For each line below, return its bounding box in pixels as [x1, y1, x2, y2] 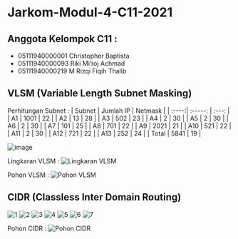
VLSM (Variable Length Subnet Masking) [7, 87, 192, 100]
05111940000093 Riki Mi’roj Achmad [17, 59, 125, 68]
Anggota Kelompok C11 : [7, 33, 118, 45]
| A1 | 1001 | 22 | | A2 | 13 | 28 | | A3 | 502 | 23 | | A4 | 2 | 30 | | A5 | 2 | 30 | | [7, 113, 229, 122]
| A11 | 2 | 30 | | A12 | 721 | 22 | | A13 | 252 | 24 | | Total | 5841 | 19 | [7, 129, 202, 138]
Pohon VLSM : [7, 171, 50, 179]
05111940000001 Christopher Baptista [17, 51, 130, 60]
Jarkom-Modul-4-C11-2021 [7, 4, 173, 21]
